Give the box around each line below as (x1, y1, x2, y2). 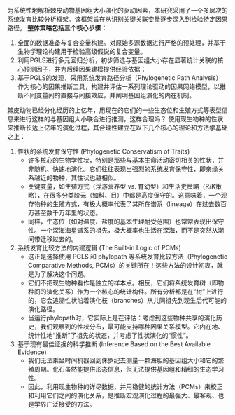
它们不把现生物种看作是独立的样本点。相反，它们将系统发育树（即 (27, 279, 218, 287)
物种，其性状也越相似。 (52, 174, 120, 182)
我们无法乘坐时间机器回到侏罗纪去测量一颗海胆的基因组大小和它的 (27, 356, 218, 365)
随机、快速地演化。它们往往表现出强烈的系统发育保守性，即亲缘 (34, 165, 218, 173)
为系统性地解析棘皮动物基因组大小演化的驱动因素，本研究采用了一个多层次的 (7, 6, 228, 14)
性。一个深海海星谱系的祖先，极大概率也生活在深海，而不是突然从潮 (27, 226, 225, 234)
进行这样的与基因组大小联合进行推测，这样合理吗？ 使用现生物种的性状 (19, 115, 224, 123)
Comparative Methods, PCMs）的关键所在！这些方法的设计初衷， (27, 261, 218, 269)
